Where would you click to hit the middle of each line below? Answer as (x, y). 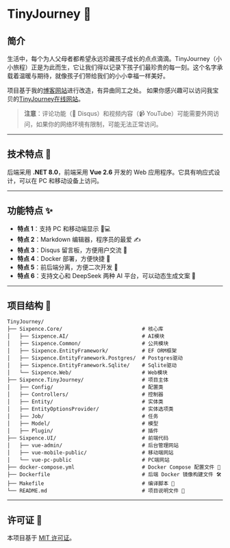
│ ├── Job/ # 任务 (83, 416)
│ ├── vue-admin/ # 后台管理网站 (93, 446)
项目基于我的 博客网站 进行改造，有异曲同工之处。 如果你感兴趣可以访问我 (110, 90)
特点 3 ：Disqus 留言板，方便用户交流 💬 (72, 250)
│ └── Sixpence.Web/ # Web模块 (87, 373)
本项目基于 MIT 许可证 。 (41, 538)
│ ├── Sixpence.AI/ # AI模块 (86, 336)
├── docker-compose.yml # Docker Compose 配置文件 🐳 (114, 468)
